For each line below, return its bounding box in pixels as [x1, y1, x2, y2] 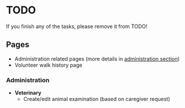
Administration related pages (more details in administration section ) [14, 55, 180, 62]
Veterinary [14, 89, 42, 96]
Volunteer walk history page [14, 61, 83, 68]
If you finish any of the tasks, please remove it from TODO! [6, 23, 148, 30]
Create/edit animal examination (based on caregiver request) [23, 96, 170, 103]
